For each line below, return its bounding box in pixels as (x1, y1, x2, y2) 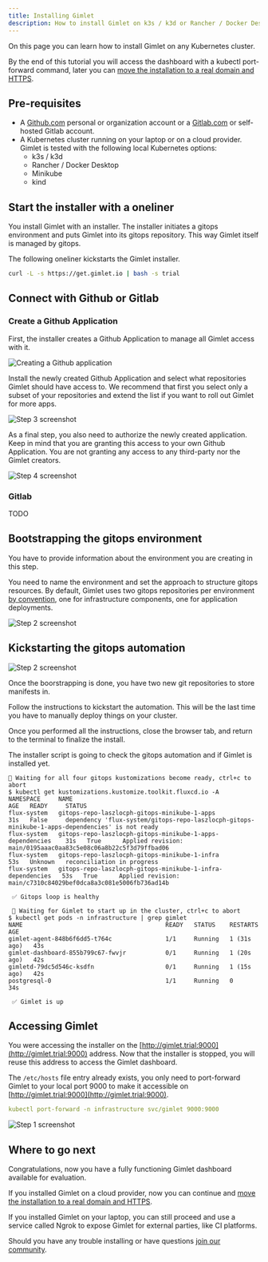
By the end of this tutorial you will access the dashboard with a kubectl (8, 57, 241, 66)
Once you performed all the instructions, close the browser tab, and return (8, 726, 253, 735)
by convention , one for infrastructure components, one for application (8, 594, 238, 603)
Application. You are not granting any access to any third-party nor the (8, 447, 241, 456)
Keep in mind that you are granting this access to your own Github (8, 438, 226, 448)
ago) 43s (8, 942, 45, 949)
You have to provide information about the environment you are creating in (8, 553, 253, 563)
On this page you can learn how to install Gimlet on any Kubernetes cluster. (8, 41, 255, 50)
